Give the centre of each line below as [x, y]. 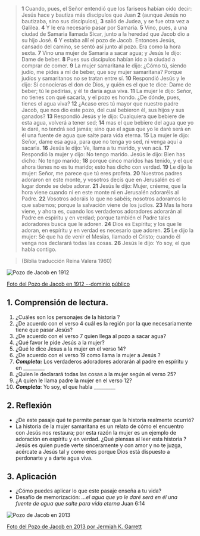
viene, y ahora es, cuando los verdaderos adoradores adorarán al [101, 211]
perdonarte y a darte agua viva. [54, 458]
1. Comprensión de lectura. [58, 303]
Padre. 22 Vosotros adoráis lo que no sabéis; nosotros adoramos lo [104, 199]
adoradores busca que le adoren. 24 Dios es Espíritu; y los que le [101, 224]
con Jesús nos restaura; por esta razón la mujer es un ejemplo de [96, 432]
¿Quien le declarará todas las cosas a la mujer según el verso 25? [96, 374]
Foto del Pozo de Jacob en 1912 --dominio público [68, 284]
